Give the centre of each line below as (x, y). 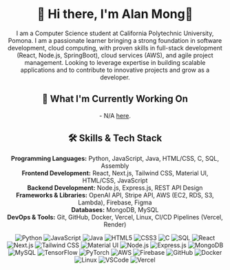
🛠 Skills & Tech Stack (115, 138)
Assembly (115, 166)
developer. (115, 77)
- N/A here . (115, 115)
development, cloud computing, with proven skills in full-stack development (115, 48)
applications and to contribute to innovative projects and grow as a (115, 70)
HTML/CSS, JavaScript (115, 180)
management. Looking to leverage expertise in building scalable (115, 62)
